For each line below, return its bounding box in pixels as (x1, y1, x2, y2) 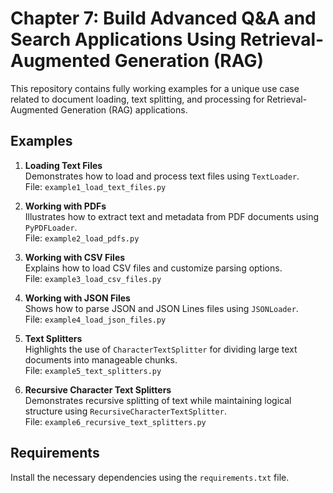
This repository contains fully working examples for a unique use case (10, 82, 300, 94)
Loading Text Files (24, 159, 103, 171)
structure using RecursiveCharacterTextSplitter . (24, 405, 227, 417)
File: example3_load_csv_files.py (24, 272, 162, 284)
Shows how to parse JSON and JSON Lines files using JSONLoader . (24, 302, 299, 314)
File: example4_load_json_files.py (24, 313, 167, 325)
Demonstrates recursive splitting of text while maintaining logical (24, 394, 292, 406)
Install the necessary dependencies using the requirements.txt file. (10, 471, 290, 483)
